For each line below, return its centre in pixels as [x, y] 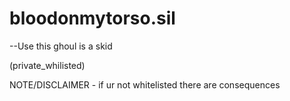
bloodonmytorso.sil [92, 18]
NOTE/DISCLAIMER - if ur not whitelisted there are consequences [145, 84]
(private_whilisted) [47, 65]
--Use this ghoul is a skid [61, 46]
